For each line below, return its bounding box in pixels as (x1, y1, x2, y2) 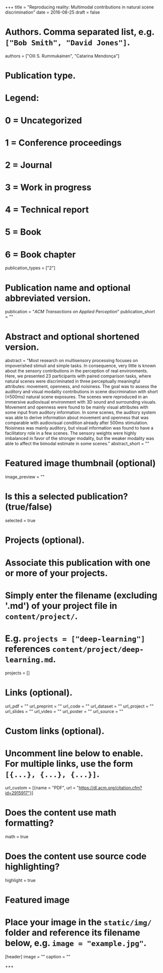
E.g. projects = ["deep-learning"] (5, 633, 145, 644)
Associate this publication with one (5, 557, 151, 568)
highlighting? (5, 861, 60, 872)
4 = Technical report (5, 204, 89, 216)
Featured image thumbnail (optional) (5, 458, 156, 469)
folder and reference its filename (5, 927, 140, 938)
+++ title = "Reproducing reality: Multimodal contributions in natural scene (5, 4, 154, 10)
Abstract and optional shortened (5, 331, 140, 342)
